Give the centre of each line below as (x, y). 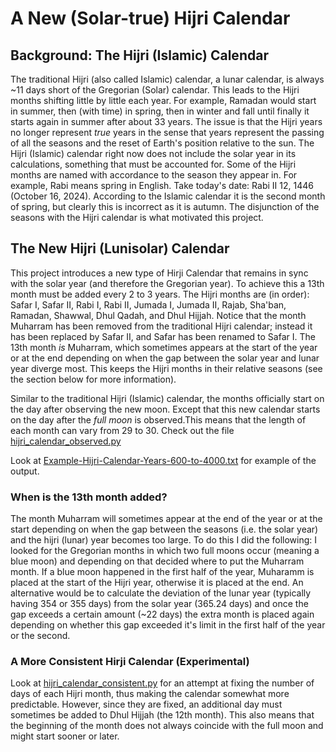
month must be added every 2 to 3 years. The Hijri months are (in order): (160, 294)
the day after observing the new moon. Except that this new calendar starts (165, 409)
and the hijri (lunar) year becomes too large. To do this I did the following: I (164, 540)
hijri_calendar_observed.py (66, 441)
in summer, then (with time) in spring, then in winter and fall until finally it (160, 111)
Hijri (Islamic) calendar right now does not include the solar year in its (153, 153)
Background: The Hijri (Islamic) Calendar (139, 55)
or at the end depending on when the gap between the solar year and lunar (165, 358)
